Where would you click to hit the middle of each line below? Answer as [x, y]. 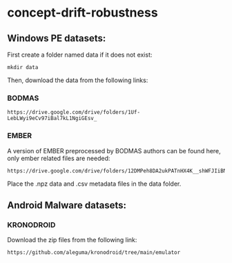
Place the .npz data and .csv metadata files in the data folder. [94, 184]
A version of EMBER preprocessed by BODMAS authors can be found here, [114, 150]
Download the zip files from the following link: [72, 240]
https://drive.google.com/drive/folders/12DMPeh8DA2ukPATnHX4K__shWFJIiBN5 [118, 171]
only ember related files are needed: [59, 158]
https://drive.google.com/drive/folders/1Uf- [74, 113]
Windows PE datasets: [57, 38]
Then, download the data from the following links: [78, 80]
